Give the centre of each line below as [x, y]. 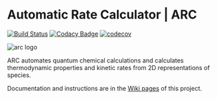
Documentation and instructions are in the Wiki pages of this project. [105, 88]
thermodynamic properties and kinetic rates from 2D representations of [108, 67]
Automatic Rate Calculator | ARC [102, 15]
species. [19, 75]
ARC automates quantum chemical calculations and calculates [95, 60]
